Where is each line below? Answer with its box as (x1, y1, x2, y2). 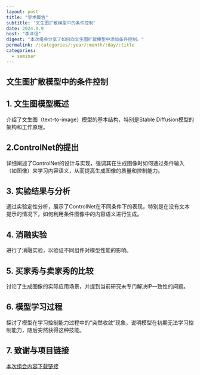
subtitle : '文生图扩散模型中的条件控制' (6, 20, 97, 26)
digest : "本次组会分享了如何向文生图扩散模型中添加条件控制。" (6, 36, 144, 42)
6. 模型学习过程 (6, 302, 63, 312)
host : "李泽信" (6, 31, 41, 37)
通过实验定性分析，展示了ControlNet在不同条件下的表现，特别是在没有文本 (6, 203, 190, 210)
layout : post (6, 8, 39, 15)
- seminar (11, 53, 36, 59)
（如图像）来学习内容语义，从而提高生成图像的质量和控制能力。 (6, 167, 163, 174)
